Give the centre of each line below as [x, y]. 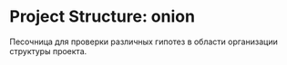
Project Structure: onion [102, 17]
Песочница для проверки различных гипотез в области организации [143, 42]
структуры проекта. [48, 51]
